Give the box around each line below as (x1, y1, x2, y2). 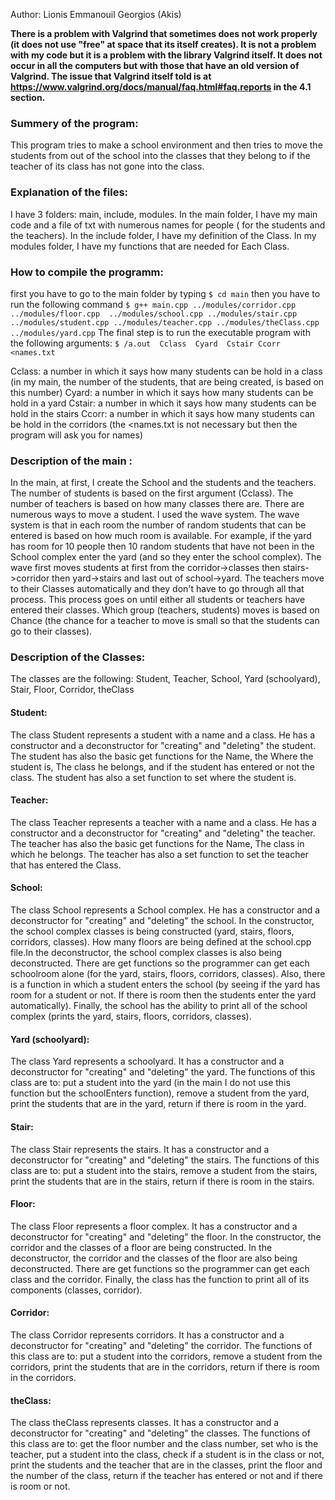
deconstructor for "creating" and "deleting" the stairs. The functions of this (10, 1154, 320, 1166)
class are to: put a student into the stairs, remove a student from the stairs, (10, 1164, 318, 1176)
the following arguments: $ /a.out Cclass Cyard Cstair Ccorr (10, 337, 281, 349)
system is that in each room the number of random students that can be (10, 519, 307, 531)
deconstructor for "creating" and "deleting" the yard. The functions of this (10, 1066, 316, 1078)
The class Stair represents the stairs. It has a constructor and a (10, 1143, 270, 1155)
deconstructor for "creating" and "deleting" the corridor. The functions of (10, 1339, 313, 1351)
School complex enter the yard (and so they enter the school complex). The (10, 551, 322, 563)
